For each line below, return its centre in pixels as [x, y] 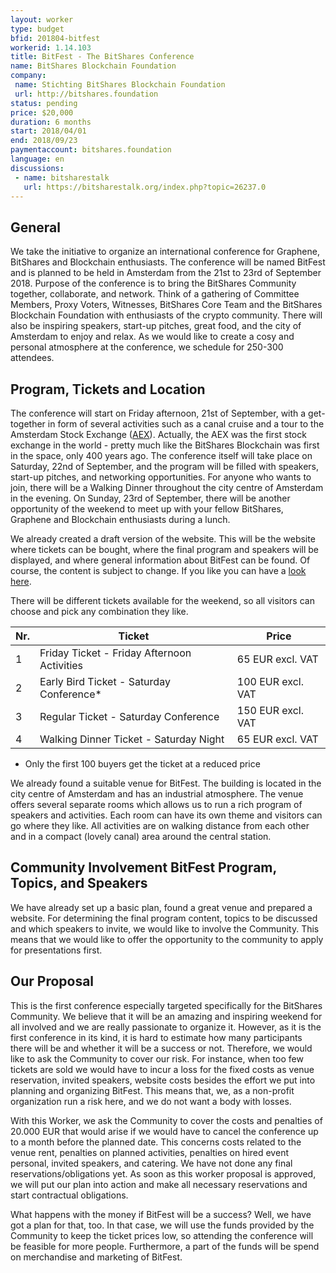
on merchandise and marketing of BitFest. [96, 1257]
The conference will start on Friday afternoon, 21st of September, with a [158, 413]
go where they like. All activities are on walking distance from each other [160, 825]
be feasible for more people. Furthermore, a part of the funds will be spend [165, 1246]
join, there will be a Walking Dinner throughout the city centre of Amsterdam [167, 487]
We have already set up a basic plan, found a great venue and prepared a [161, 907]
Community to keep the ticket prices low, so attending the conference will [162, 1235]
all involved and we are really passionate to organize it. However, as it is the [166, 1027]
